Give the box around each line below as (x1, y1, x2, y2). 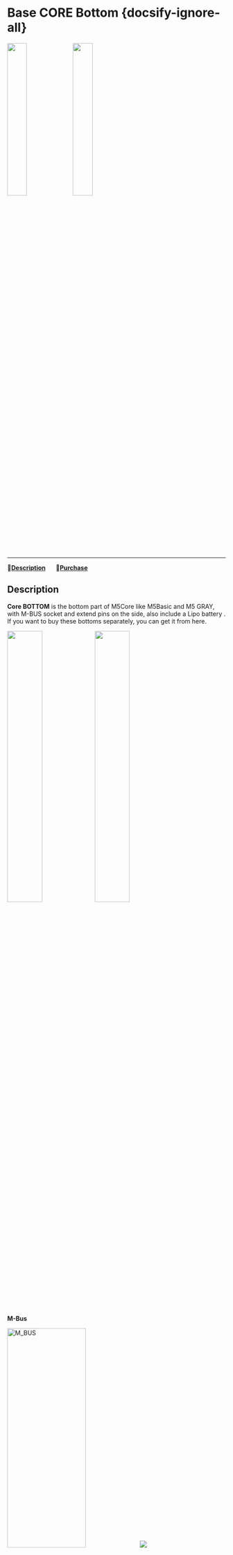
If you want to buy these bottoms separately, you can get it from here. (7, 617, 207, 625)
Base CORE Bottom (7, 5, 119, 21)
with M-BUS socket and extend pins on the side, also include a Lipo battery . (7, 610, 226, 618)
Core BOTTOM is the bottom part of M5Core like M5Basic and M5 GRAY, (7, 602, 215, 610)
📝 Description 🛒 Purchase (7, 563, 88, 571)
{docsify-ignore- (121, 5, 221, 21)
